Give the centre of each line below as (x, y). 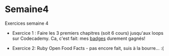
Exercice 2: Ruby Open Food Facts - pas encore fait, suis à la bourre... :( (88, 48)
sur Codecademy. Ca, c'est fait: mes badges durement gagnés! (79, 38)
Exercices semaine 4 (27, 23)
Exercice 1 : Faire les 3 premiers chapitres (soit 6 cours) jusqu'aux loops (88, 33)
